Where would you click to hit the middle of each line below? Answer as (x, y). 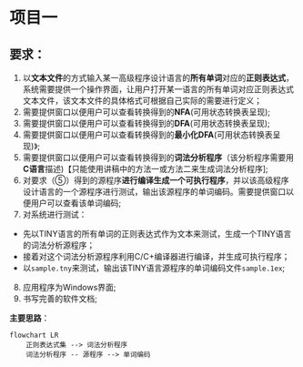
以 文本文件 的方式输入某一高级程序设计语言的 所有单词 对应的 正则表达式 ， (158, 78)
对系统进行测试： (55, 214)
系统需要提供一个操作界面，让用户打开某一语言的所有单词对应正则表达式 (158, 89)
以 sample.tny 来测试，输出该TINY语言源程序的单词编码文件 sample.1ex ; (154, 268)
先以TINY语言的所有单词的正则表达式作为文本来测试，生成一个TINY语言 (157, 234)
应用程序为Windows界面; (69, 287)
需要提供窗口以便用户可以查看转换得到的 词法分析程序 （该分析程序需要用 (158, 158)
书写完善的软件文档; (60, 299)
